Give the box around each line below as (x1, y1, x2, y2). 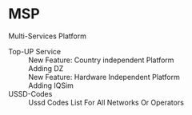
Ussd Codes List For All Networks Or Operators (28, 97, 184, 107)
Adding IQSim (28, 81, 74, 90)
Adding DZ (28, 63, 64, 73)
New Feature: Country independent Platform (28, 55, 174, 65)
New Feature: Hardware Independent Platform (28, 72, 180, 81)
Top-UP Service (8, 46, 62, 56)
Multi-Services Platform (8, 31, 86, 41)
